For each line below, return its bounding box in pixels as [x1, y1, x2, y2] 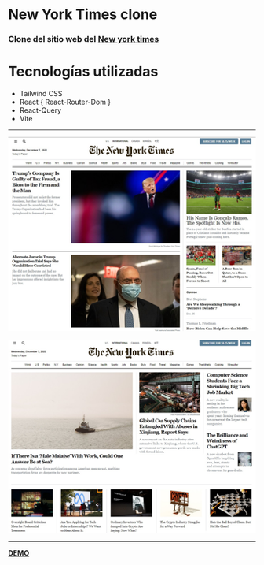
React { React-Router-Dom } [19, 97, 112, 107]
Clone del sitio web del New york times [8, 34, 159, 45]
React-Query [19, 106, 62, 115]
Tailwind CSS [19, 89, 63, 99]
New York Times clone [8, 6, 158, 24]
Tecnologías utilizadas [8, 63, 159, 80]
